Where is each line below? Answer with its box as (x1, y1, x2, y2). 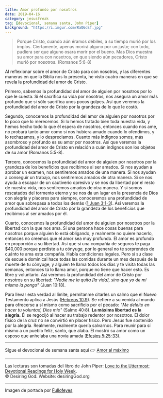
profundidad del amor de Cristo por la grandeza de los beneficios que (5, 205, 145, 212)
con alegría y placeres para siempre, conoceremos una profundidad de (5, 195, 147, 201)
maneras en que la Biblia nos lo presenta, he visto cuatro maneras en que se (5, 74, 158, 80)
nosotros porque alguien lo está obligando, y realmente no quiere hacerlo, (5, 231, 153, 236)
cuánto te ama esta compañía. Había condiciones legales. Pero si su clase (5, 251, 153, 257)
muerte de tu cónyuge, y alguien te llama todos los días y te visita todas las (5, 261, 155, 268)
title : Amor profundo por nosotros (5, 7, 77, 12)
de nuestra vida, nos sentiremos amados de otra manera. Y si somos (5, 185, 142, 191)
